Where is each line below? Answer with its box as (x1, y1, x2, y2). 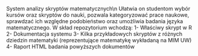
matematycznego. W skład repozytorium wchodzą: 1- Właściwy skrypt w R (6, 24, 192, 31)
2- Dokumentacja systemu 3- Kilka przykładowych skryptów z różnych (6, 30, 183, 38)
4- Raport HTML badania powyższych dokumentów (6, 43, 135, 50)
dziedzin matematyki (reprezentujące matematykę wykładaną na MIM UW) (6, 37, 192, 43)
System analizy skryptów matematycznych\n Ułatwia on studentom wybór (6, 5, 191, 12)
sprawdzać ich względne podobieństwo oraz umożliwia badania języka (6, 18, 184, 24)
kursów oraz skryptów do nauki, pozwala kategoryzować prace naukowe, (6, 11, 190, 18)
